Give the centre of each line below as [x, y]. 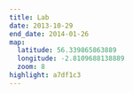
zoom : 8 [31, 67]
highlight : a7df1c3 [45, 75]
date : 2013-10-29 [41, 26]
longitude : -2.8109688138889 [71, 58]
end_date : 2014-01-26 [49, 34]
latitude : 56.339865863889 [67, 50]
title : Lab [29, 17]
